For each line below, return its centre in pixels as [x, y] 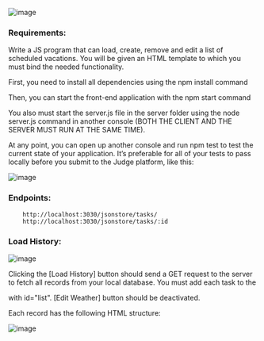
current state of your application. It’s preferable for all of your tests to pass [130, 154]
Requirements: [37, 33]
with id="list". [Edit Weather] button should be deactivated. [104, 297]
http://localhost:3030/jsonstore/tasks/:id [96, 221]
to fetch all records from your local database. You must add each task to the [132, 282]
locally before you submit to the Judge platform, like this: [101, 162]
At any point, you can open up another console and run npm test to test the [131, 145]
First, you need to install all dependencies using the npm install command [128, 82]
